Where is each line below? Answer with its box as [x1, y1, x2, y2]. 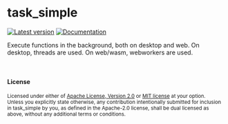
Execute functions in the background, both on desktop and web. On [7, 41, 200, 49]
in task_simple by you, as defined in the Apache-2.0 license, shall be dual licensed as [7, 105, 209, 112]
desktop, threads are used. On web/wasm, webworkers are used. [7, 48, 193, 56]
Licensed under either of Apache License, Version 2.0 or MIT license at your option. [7, 93, 206, 100]
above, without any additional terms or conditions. [7, 111, 126, 118]
